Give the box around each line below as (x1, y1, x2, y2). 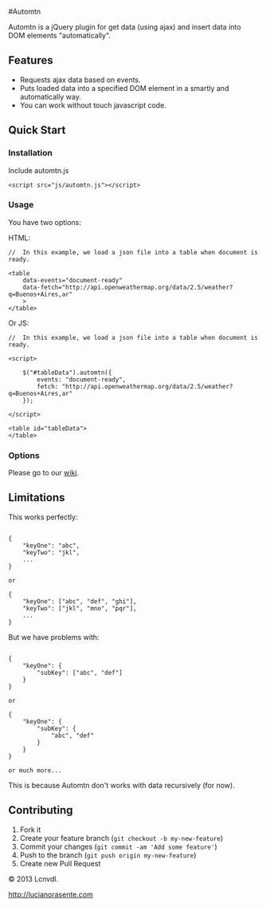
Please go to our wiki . (8, 468, 80, 478)
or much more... (8, 766, 62, 775)
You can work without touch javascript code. (19, 100, 167, 110)
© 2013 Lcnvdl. (8, 873, 58, 884)
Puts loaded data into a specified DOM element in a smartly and (19, 83, 229, 93)
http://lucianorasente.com (8, 889, 93, 899)
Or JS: (8, 318, 29, 328)
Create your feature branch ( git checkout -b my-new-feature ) (19, 833, 224, 842)
